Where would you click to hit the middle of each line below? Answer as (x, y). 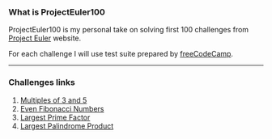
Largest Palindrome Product (67, 126)
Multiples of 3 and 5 (53, 100)
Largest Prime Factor (55, 117)
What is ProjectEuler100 (57, 12)
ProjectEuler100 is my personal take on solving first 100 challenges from (129, 30)
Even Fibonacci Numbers (62, 108)
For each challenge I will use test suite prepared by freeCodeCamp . (121, 54)
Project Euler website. (45, 38)
